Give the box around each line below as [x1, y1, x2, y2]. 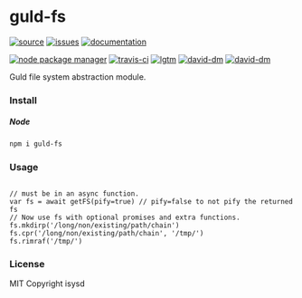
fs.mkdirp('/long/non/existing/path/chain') [9, 221, 180, 230]
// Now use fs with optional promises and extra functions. [9, 213, 241, 222]
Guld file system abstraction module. [9, 71, 146, 82]
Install [9, 93, 38, 106]
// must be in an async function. [9, 189, 140, 198]
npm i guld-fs [9, 139, 63, 149]
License [9, 257, 45, 270]
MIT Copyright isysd [9, 278, 85, 289]
